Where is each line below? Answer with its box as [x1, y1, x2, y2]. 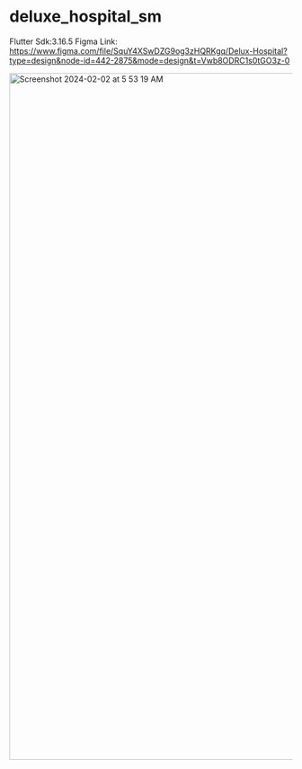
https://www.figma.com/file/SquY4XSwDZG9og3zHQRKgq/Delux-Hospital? [9, 45, 288, 56]
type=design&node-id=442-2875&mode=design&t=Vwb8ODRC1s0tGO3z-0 [9, 55, 290, 66]
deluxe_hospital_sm [9, 6, 162, 27]
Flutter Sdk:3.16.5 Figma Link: [9, 36, 119, 47]
